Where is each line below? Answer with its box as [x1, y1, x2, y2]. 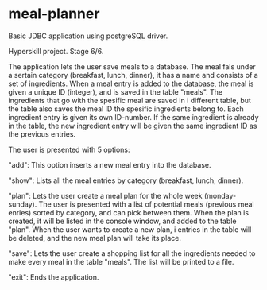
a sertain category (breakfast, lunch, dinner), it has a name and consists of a [8, 70, 258, 79]
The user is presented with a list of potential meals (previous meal [38, 199, 254, 209]
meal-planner [8, 5, 100, 23]
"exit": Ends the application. [8, 272, 99, 282]
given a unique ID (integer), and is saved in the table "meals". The [8, 87, 223, 96]
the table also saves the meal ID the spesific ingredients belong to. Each [8, 104, 244, 114]
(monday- [203, 191, 237, 200]
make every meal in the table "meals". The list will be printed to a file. [8, 257, 234, 266]
